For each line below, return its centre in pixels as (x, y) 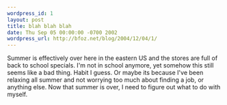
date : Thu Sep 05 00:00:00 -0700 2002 (62, 32)
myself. (17, 94)
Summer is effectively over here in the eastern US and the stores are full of (112, 58)
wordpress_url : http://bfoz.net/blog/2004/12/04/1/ (82, 39)
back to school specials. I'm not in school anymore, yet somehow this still (110, 65)
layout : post (26, 20)
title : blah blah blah (39, 26)
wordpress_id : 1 (30, 13)
